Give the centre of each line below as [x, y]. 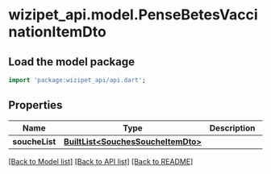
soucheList [34, 141]
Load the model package [72, 62]
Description [232, 128]
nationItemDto [57, 32]
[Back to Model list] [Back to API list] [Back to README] [101, 161]
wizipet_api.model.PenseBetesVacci [133, 15]
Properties [35, 105]
